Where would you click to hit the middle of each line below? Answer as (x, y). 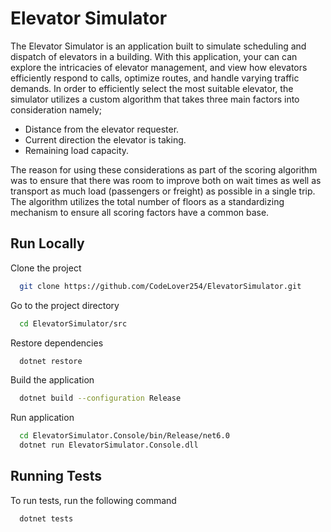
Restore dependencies (57, 343)
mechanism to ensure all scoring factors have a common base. (140, 212)
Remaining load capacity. (77, 150)
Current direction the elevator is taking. (105, 139)
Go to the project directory (65, 305)
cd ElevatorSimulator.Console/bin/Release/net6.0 (124, 436)
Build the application (52, 380)
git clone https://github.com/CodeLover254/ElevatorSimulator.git (160, 286)
